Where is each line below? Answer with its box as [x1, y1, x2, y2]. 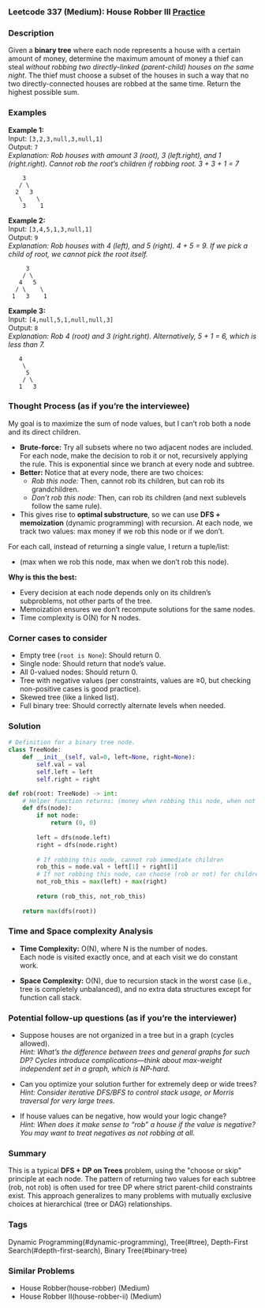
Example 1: [8, 125, 45, 134]
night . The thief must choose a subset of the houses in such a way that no [8, 70, 249, 81]
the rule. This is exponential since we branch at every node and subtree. [19, 459, 255, 469]
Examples [8, 107, 47, 119]
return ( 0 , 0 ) [50, 819, 97, 827]
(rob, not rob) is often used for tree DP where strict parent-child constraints [8, 1182, 253, 1192]
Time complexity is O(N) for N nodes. [19, 613, 141, 622]
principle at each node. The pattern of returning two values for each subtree [8, 1174, 256, 1184]
